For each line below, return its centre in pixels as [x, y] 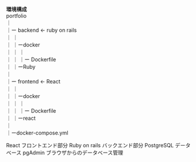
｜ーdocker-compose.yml [37, 133]
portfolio [16, 16]
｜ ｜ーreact [21, 118]
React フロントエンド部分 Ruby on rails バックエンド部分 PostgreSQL [90, 145]
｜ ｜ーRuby [21, 67]
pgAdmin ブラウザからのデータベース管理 [73, 153]
